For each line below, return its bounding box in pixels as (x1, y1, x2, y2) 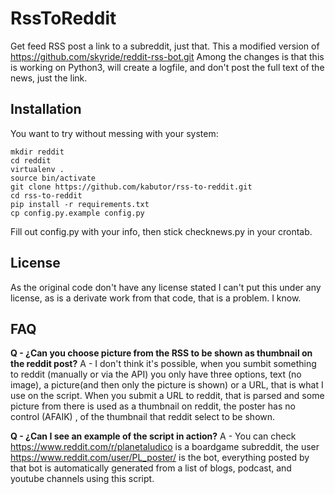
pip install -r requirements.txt (10, 199, 150, 209)
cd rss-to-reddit (10, 190, 83, 201)
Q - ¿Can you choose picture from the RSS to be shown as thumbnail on (10, 347, 313, 359)
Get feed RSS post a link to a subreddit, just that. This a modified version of (10, 40, 320, 52)
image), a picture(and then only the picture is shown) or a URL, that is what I (10, 379, 324, 391)
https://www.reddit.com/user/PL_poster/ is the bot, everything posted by (10, 452, 310, 464)
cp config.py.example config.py (10, 208, 145, 218)
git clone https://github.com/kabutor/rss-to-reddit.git (10, 182, 253, 192)
